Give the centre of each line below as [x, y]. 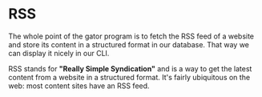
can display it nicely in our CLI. [59, 53]
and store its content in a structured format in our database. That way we [129, 44]
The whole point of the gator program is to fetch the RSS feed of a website [131, 36]
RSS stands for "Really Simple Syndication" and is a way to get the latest [130, 68]
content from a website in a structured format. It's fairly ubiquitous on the [129, 77]
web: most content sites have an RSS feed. [79, 86]
